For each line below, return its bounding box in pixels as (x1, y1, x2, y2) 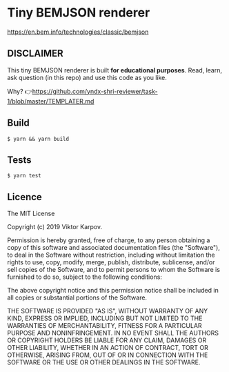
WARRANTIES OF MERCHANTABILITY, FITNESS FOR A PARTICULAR (7, 322, 202, 330)
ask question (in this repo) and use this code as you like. (7, 73, 167, 81)
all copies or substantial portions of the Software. (7, 293, 147, 302)
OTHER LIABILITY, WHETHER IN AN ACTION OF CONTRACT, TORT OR (7, 344, 208, 352)
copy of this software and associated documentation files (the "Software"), (7, 244, 221, 252)
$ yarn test (7, 173, 41, 179)
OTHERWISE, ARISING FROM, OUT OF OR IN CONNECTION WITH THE (7, 351, 208, 360)
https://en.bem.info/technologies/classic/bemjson (7, 28, 149, 36)
